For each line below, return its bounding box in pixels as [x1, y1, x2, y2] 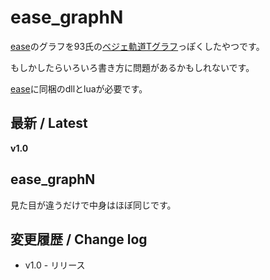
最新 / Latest [10, 115, 88, 132]
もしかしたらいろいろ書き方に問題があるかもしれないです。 [10, 61, 255, 73]
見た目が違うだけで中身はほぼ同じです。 [10, 199, 177, 211]
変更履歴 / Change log [10, 231, 148, 248]
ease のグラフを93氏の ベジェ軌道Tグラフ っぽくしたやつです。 [10, 40, 265, 52]
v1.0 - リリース [24, 259, 86, 271]
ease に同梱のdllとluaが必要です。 [10, 82, 148, 95]
